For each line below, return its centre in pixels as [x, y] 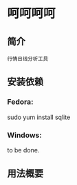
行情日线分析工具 [28, 59]
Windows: [25, 135]
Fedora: [20, 102]
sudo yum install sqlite [39, 117]
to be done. [23, 150]
